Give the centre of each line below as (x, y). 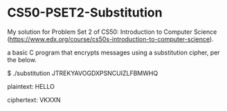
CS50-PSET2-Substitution (85, 13)
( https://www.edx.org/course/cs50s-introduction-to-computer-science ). (110, 39)
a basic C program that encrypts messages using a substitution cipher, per (113, 52)
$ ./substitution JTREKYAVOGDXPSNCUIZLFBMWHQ (83, 73)
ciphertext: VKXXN (34, 100)
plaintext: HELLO (31, 86)
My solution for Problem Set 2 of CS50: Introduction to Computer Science (112, 32)
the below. (22, 59)
